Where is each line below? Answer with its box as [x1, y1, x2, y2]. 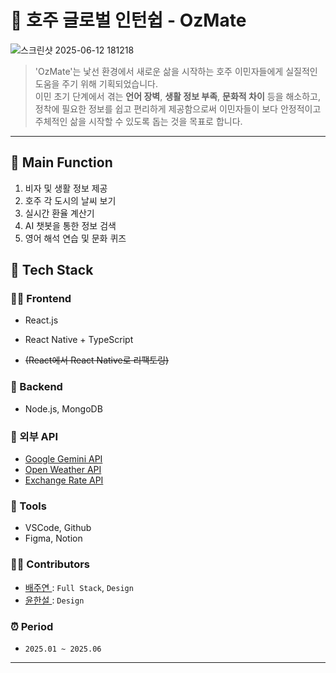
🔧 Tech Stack [10, 262, 94, 279]
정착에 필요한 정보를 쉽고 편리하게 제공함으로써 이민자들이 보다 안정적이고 [34, 102, 322, 115]
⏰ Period [10, 619, 54, 633]
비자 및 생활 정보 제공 [24, 182, 108, 194]
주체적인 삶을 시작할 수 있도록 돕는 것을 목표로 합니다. [34, 115, 243, 127]
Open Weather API [24, 464, 102, 476]
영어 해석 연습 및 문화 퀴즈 [24, 232, 127, 244]
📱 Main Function [10, 154, 113, 171]
